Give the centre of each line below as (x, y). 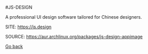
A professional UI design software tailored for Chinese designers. (74, 17)
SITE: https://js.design (28, 27)
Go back (14, 46)
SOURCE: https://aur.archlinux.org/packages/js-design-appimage (74, 37)
